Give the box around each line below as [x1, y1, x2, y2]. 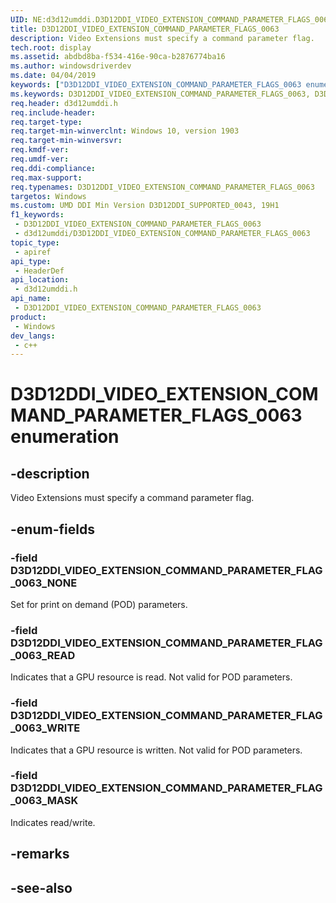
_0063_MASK [10, 794, 79, 808]
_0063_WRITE [10, 721, 81, 735]
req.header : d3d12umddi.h [10, 98, 118, 108]
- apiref [14, 247, 52, 257]
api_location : [10, 275, 70, 285]
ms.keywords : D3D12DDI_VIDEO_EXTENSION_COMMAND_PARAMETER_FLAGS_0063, [10, 89, 311, 99]
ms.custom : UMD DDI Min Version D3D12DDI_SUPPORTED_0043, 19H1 [10, 201, 280, 211]
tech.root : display [10, 42, 92, 53]
